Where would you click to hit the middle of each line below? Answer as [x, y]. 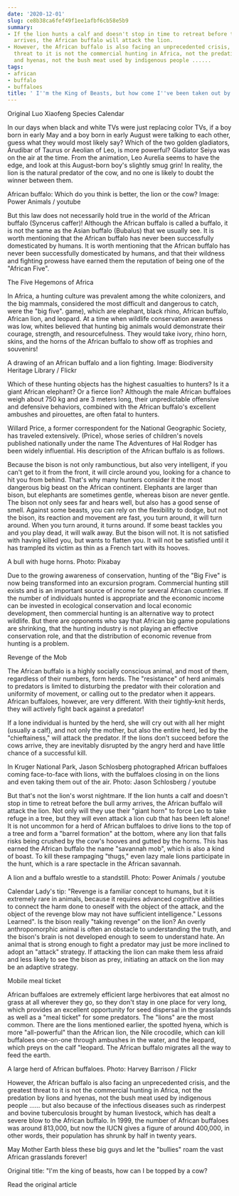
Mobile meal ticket [34, 981]
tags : [15, 67]
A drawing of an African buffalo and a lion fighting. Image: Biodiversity [110, 363]
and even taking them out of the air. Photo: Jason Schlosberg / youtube [112, 782]
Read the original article [42, 1185]
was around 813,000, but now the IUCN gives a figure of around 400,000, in [118, 1128]
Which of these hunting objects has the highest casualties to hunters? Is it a [118, 384]
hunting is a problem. [38, 644]
